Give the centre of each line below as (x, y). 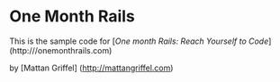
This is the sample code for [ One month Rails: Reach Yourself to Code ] (140, 41)
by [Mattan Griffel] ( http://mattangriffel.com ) (91, 68)
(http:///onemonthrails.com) (61, 50)
